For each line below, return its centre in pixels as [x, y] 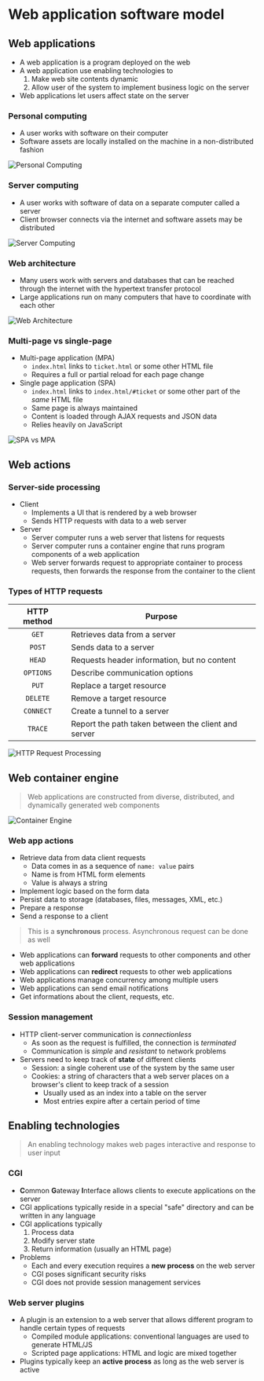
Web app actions [41, 841]
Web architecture [42, 263]
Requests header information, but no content [153, 660]
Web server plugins [46, 1302]
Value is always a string [69, 883]
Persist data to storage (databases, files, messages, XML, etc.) [121, 899]
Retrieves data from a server [123, 635]
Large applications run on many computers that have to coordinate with [135, 297]
